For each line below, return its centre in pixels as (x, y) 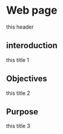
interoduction (32, 46)
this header (20, 27)
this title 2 (18, 93)
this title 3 (18, 126)
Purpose (22, 112)
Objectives (27, 79)
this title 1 (18, 60)
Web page (32, 10)
